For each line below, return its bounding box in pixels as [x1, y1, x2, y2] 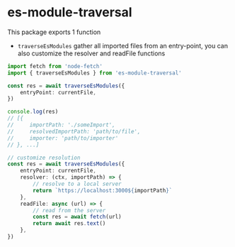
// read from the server [33, 207, 106, 214]
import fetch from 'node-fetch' [7, 62, 103, 70]
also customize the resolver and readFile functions [17, 49, 166, 57]
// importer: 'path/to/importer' [7, 134, 119, 142]
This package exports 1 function [7, 28, 101, 36]
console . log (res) [7, 108, 59, 116]
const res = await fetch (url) [33, 214, 122, 221]
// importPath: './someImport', [7, 121, 115, 128]
